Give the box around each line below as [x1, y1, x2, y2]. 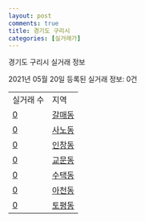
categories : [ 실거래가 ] [8, 34, 82, 43]
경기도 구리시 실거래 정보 [8, 57, 86, 67]
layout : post [8, 11, 52, 20]
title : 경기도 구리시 [8, 27, 70, 35]
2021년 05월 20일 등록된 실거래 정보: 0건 [8, 74, 138, 84]
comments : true [8, 19, 59, 27]
